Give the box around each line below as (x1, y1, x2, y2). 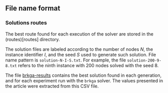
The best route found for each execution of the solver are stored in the (5, 30, 154, 37)
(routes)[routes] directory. (5, 36, 60, 42)
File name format (5, 4, 60, 13)
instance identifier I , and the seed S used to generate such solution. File (5, 51, 156, 57)
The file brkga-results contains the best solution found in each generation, (5, 72, 162, 78)
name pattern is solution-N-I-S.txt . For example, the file (5, 57, 126, 63)
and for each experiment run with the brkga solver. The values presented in (5, 77, 163, 83)
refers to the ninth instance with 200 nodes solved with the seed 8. (17, 62, 159, 68)
